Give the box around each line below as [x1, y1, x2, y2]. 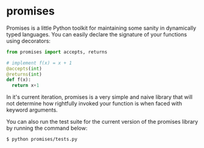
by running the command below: [6, 124, 88, 132]
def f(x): [6, 77, 32, 83]
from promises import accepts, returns [6, 49, 108, 55]
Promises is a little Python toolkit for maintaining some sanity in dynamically [6, 24, 197, 32]
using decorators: [6, 37, 51, 44]
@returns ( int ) [6, 71, 43, 77]
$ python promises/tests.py [6, 136, 78, 143]
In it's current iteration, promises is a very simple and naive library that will [6, 93, 193, 101]
